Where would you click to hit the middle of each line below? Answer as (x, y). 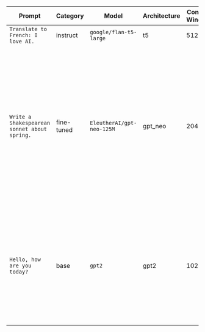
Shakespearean (30, 123)
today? (19, 272)
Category (70, 16)
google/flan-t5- (113, 32)
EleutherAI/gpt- (113, 123)
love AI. (22, 41)
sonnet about (28, 129)
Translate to (28, 29)
